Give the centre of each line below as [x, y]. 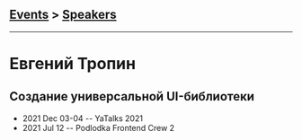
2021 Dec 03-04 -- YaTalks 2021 [83, 118]
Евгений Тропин [73, 64]
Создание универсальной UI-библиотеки [132, 96]
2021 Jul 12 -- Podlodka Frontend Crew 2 [98, 127]
